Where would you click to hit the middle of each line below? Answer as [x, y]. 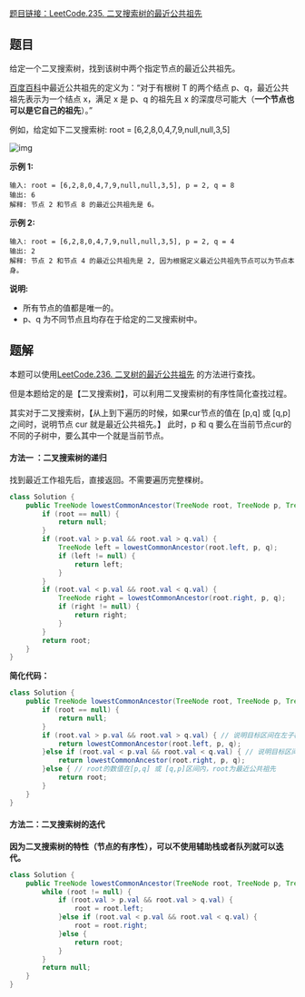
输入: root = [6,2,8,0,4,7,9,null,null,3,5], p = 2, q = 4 [122, 242]
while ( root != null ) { [87, 892]
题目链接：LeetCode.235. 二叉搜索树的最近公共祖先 [106, 13]
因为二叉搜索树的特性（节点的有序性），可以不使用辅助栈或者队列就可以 [143, 846]
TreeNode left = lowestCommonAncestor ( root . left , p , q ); [168, 548]
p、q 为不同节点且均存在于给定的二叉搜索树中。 [112, 319]
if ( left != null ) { [97, 556]
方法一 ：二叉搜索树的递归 [58, 458]
